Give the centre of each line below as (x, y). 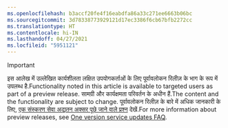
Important (21, 65)
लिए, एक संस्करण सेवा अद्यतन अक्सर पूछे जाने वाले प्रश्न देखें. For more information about (112, 109)
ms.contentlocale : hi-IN (43, 33)
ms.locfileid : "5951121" (43, 45)
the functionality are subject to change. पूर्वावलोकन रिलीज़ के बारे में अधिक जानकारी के (114, 102)
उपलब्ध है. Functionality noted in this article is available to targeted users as (110, 86)
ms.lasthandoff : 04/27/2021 (48, 39)
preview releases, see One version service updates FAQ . (87, 117)
